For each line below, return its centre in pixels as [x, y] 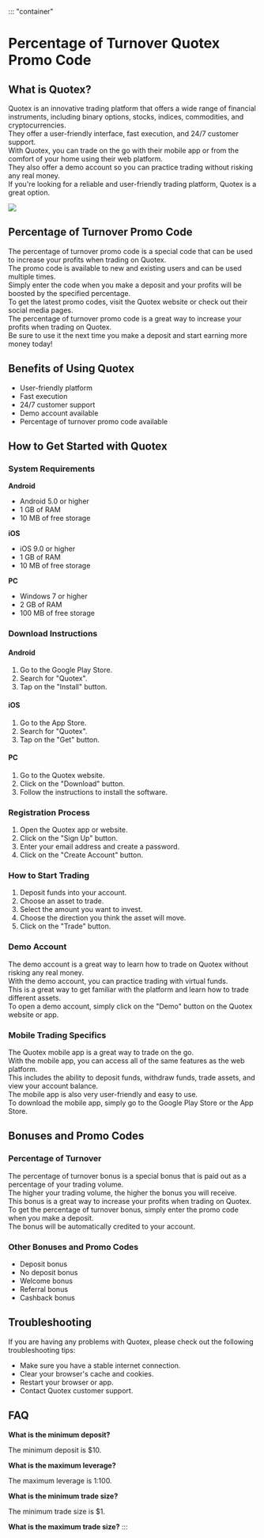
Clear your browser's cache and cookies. [87, 1373]
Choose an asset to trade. [62, 901]
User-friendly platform [56, 388]
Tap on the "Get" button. [60, 739]
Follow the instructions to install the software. [94, 792]
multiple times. [32, 276]
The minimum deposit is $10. [55, 1450]
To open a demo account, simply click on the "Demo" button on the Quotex [130, 1006]
